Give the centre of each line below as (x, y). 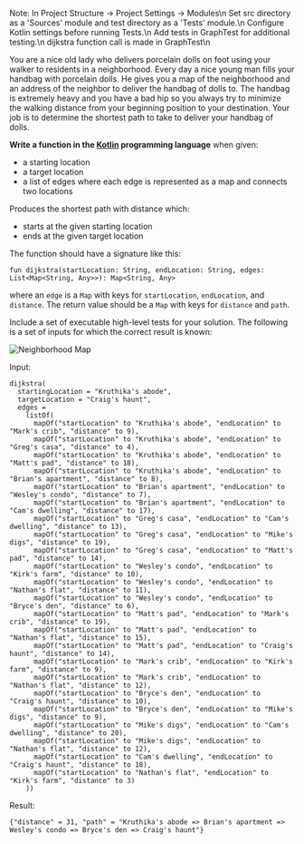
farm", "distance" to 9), (58, 670)
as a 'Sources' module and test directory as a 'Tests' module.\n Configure (147, 23)
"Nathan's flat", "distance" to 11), (81, 590)
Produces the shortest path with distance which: (100, 209)
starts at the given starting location (87, 226)
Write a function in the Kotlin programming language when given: (134, 145)
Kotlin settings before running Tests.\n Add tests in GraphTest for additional (150, 32)
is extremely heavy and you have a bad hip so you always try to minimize (146, 98)
